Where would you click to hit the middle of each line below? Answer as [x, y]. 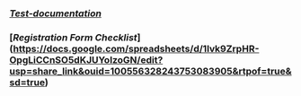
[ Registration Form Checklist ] [75, 37]
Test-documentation [55, 13]
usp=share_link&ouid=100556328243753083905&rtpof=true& [150, 71]
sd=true [27, 82]
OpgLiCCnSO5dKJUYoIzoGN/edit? [86, 59]
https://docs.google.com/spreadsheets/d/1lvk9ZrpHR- [136, 48]
